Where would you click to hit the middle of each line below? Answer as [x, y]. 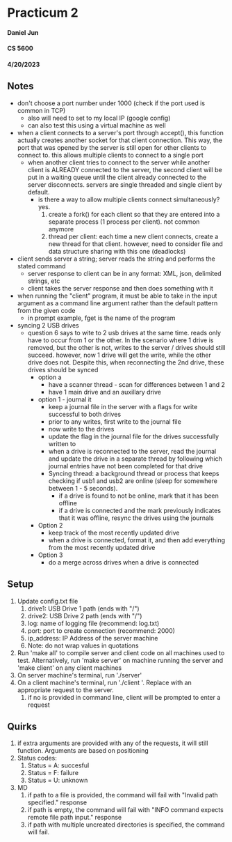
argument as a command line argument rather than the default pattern [117, 303]
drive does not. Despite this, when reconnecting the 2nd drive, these [126, 362]
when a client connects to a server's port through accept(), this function [121, 132]
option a [50, 377]
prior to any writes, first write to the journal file [115, 421]
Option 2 [50, 525]
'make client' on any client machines [69, 668]
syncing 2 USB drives [48, 325]
